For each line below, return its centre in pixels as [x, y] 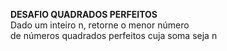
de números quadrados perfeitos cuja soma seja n [114, 35]
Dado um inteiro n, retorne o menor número [100, 25]
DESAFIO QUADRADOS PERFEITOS [84, 14]
